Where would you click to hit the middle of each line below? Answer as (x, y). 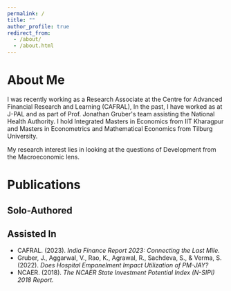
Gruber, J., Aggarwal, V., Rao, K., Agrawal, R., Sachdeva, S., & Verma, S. (120, 258)
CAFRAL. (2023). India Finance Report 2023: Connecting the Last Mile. (118, 251)
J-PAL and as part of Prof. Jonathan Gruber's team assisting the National (111, 114)
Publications (44, 185)
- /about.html (34, 46)
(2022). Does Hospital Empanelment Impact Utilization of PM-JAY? (113, 265)
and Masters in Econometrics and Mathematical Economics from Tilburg (110, 128)
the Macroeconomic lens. (43, 157)
